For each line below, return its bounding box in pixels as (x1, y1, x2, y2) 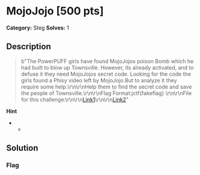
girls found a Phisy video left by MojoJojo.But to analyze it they (20, 76, 177, 84)
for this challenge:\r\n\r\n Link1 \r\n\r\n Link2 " (20, 96, 129, 103)
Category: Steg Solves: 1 (6, 24, 69, 31)
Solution (6, 143, 38, 153)
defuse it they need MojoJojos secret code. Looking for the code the (20, 70, 191, 78)
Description (6, 41, 51, 52)
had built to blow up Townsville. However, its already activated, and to (20, 64, 194, 71)
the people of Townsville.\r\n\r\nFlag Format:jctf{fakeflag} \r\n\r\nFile (20, 89, 192, 97)
